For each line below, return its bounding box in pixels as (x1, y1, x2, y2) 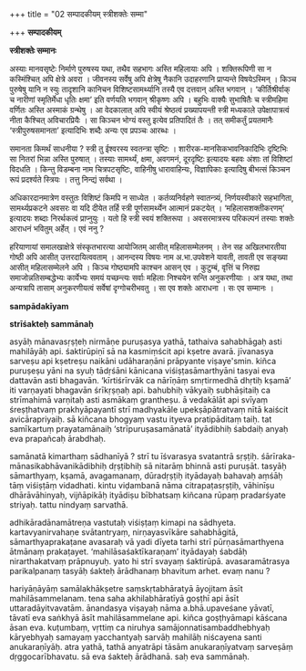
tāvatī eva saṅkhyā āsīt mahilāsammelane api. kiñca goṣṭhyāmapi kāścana (9, 613, 288, 623)
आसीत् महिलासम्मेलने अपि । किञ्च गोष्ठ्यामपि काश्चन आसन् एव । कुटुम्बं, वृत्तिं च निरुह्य (9, 262, 260, 273)
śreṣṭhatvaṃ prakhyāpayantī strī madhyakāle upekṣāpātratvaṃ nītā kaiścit (9, 404, 289, 414)
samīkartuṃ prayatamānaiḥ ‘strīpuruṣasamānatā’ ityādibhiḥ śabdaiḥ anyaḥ (9, 424, 289, 434)
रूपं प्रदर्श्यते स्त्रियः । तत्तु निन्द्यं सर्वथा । (9, 174, 123, 184)
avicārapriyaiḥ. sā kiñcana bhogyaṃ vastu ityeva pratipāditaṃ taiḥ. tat (9, 414, 272, 425)
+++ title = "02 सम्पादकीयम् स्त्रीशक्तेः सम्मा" (9, 9, 148, 19)
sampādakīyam (9, 301, 69, 311)
